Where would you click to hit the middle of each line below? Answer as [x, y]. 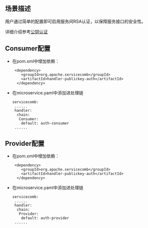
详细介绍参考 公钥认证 [26, 32]
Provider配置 [25, 144]
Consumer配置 [28, 48]
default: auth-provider [45, 218]
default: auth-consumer [45, 123]
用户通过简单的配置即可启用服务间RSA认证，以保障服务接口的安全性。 [75, 21]
